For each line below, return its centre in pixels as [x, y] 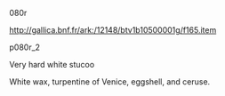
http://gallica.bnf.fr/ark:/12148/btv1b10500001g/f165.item [113, 30]
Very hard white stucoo [52, 64]
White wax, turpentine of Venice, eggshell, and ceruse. [110, 82]
